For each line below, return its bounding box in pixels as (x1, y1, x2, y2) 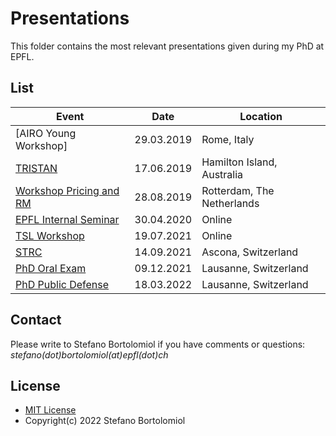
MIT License (24, 404, 77, 416)
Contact (10, 312, 62, 329)
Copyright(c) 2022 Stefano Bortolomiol (24, 415, 186, 427)
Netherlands (201, 196, 260, 210)
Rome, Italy (201, 132, 255, 146)
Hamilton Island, (201, 155, 278, 169)
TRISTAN (15, 161, 58, 175)
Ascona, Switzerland (201, 245, 299, 259)
